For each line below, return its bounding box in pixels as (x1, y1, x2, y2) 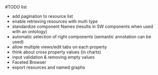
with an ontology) (12, 29, 47, 34)
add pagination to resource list (12, 13, 73, 19)
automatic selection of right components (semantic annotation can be (12, 34, 152, 39)
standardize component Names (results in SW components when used (12, 24, 154, 29)
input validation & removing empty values (12, 54, 95, 60)
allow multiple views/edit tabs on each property (12, 44, 108, 50)
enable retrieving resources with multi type (12, 19, 98, 24)
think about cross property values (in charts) (12, 49, 101, 55)
